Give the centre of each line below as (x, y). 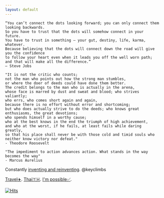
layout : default (22, 10)
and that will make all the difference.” (48, 62)
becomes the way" (23, 156)
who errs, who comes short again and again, (51, 100)
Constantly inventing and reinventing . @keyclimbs (56, 169)
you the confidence (25, 53)
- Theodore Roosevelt (27, 143)
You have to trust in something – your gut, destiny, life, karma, (76, 40)
